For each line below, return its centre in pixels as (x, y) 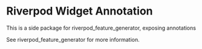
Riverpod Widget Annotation (80, 11)
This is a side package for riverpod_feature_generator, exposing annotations (101, 28)
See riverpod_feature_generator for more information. (73, 39)
